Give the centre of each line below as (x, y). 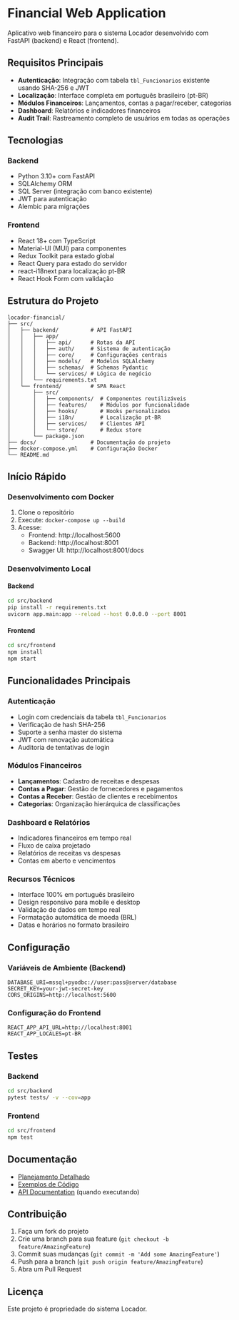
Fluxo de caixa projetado (54, 846)
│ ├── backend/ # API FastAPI (70, 330)
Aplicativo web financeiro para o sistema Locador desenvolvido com (108, 33)
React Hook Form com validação (66, 278)
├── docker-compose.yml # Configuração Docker (83, 448)
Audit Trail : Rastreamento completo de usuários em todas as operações (124, 118)
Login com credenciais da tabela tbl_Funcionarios (92, 717)
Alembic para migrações (54, 207)
